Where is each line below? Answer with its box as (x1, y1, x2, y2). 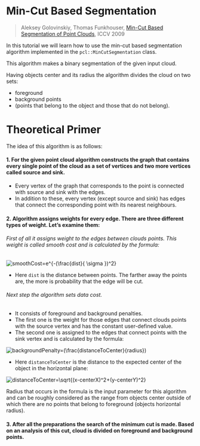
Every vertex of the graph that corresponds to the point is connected (14, 182, 184, 189)
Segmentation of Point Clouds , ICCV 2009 (20, 30, 125, 37)
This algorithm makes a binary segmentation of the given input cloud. (6, 60, 177, 67)
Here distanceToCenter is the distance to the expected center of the (14, 358, 182, 365)
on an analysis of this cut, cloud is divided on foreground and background (6, 427, 193, 434)
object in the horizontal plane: (14, 365, 88, 372)
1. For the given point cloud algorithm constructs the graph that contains (6, 156, 190, 164)
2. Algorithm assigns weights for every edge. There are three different (6, 215, 184, 222)
